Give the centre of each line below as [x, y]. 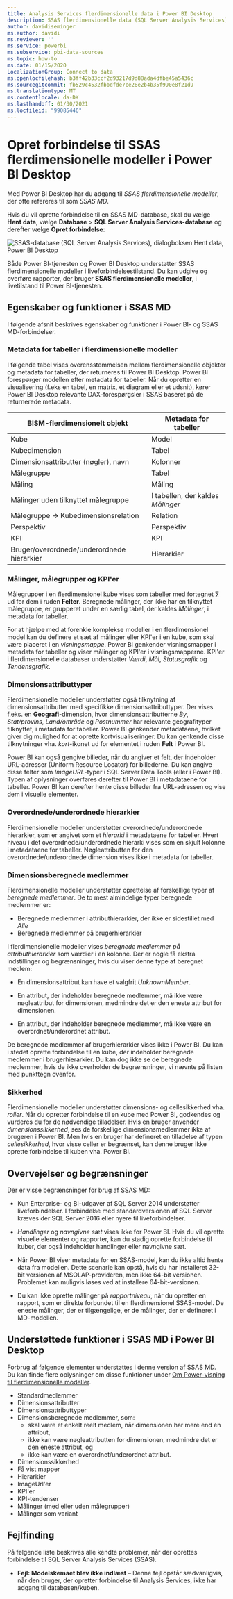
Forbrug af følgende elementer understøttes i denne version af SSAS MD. [112, 1367]
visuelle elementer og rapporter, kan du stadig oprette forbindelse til [115, 1239]
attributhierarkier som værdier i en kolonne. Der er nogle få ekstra [101, 954]
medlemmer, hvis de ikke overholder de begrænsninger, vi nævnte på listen [115, 1066]
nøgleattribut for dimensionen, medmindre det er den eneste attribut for [120, 1003]
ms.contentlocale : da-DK [43, 98]
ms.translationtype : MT [42, 91]
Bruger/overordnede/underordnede [68, 549]
